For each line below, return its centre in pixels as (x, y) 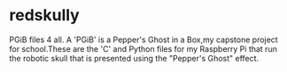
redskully (44, 15)
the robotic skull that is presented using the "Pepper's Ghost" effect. (134, 58)
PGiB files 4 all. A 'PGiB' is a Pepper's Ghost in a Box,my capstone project (143, 40)
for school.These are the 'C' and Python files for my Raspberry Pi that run (143, 48)
